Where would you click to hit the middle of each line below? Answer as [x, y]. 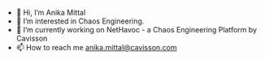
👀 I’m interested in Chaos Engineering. [80, 21]
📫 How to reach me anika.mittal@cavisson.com [96, 47]
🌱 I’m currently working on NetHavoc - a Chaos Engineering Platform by [137, 30]
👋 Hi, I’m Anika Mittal [51, 13]
